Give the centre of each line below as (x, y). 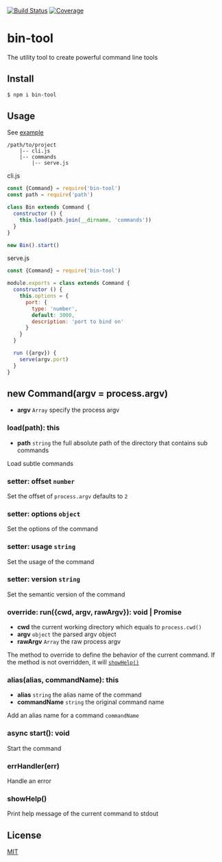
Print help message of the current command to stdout (83, 814)
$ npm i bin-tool (32, 95)
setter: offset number (41, 481)
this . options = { (44, 296)
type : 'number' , (55, 309)
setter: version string (44, 579)
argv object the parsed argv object (66, 634)
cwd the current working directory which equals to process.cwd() (109, 627)
